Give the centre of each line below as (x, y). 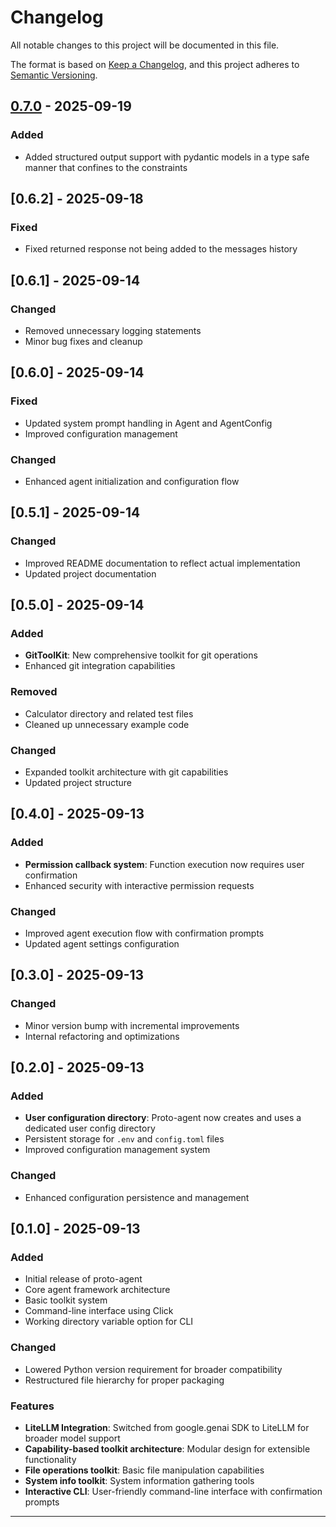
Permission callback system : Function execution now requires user (164, 864)
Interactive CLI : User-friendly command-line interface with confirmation (173, 1491)
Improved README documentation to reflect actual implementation (162, 563)
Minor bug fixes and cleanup (83, 341)
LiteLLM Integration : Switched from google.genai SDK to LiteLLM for (167, 1427)
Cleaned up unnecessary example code (107, 724)
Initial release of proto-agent (83, 1279)
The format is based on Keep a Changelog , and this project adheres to (155, 64)
